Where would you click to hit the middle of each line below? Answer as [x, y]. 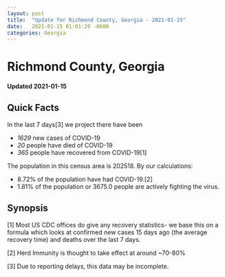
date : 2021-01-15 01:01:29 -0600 [58, 26]
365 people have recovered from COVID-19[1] [82, 152]
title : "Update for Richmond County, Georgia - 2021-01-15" [97, 20]
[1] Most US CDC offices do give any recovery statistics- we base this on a [113, 225]
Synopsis [28, 208]
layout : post [26, 13]
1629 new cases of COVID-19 [59, 138]
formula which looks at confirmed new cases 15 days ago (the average [107, 232]
